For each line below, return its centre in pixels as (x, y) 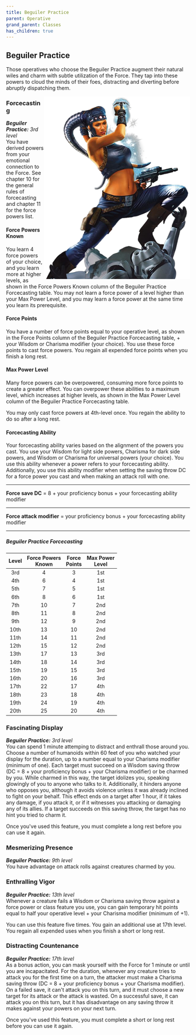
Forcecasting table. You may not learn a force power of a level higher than (95, 293)
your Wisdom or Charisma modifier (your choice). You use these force (90, 344)
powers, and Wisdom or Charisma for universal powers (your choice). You (95, 458)
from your (18, 154)
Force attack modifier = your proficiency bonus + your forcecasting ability (96, 516)
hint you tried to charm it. (36, 815)
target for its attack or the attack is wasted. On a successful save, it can (92, 996)
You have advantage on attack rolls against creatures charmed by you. (91, 866)
